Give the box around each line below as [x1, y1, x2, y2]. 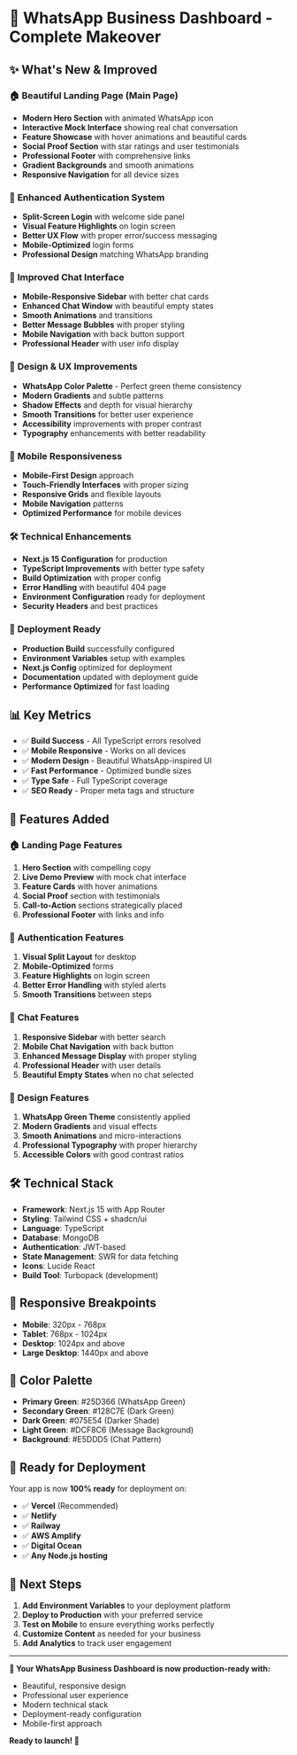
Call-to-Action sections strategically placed [21, 900, 183, 911]
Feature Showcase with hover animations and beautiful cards [21, 131, 247, 142]
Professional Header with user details [21, 1059, 162, 1071]
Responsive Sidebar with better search [21, 1032, 166, 1042]
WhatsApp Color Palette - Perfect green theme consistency [21, 380, 242, 391]
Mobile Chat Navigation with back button [21, 1041, 174, 1051]
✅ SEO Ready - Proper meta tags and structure [21, 785, 194, 796]
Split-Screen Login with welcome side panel [21, 212, 186, 222]
